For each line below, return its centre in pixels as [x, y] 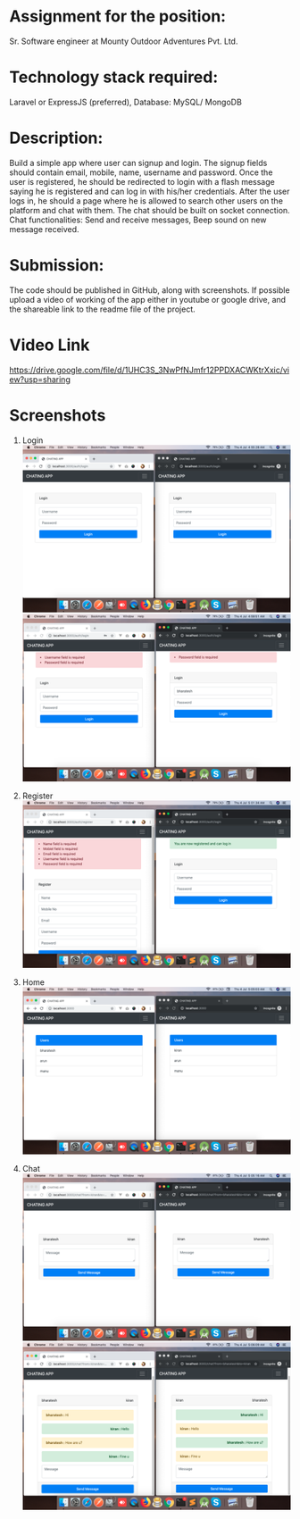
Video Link [50, 345]
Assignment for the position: [117, 17]
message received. [44, 229]
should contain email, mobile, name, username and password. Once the [141, 172]
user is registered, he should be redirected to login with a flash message [142, 181]
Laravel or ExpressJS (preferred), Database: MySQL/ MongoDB [126, 102]
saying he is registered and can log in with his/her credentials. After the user [150, 191]
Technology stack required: [114, 77]
